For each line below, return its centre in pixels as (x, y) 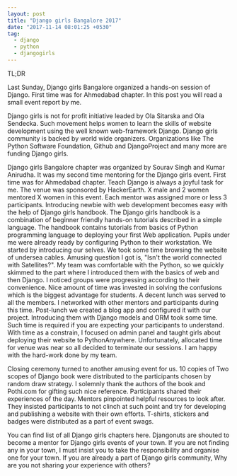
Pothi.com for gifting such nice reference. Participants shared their (104, 391)
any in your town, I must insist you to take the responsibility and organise (114, 450)
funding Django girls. (38, 153)
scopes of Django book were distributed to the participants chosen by (109, 376)
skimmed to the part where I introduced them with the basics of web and (113, 272)
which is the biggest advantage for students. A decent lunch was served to (117, 295)
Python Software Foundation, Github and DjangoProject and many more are (117, 146)
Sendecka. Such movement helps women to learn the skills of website (109, 123)
